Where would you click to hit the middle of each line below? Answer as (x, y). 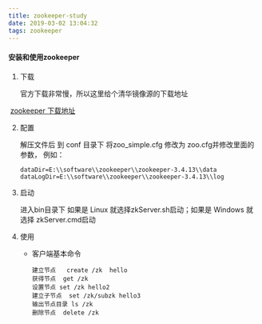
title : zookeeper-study (48, 16)
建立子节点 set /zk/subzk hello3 (86, 296)
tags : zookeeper (35, 30)
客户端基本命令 (56, 254)
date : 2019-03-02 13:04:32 (53, 23)
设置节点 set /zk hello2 (71, 287)
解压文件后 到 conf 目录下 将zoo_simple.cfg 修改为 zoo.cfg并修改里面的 (137, 144)
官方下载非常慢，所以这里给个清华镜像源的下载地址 (104, 94)
